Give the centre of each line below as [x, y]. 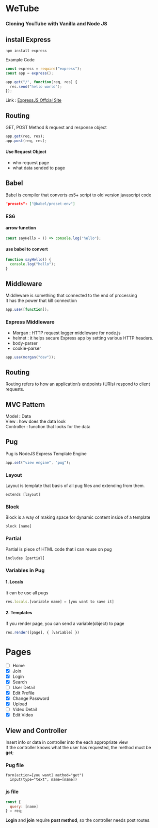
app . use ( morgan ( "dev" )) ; [31, 357]
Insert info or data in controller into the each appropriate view [67, 742]
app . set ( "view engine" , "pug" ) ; [38, 462]
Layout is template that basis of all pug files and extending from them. [75, 486]
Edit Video [23, 715]
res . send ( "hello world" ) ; [36, 86]
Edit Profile [24, 693]
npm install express [26, 51]
